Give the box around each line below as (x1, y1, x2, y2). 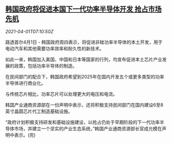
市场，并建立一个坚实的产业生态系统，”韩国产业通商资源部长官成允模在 (14, 125, 162, 132)
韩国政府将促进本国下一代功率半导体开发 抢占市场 (5, 5, 162, 14)
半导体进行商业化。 (5, 80, 46, 86)
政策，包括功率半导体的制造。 (14, 63, 77, 69)
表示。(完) (14, 132, 36, 138)
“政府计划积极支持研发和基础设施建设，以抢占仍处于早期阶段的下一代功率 (5, 119, 160, 125)
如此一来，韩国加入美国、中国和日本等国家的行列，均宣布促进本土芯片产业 (5, 56, 162, 63)
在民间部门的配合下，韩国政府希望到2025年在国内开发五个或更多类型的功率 (5, 73, 165, 79)
